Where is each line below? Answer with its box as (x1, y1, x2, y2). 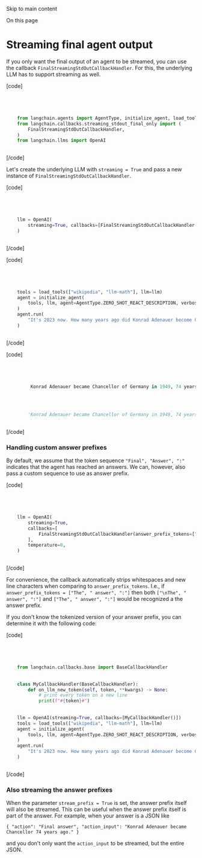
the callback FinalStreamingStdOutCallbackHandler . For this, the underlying (6, 64, 192, 71)
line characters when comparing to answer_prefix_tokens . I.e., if (6, 582, 165, 590)
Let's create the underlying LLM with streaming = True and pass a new (6, 166, 182, 173)
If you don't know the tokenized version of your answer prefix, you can (6, 614, 182, 621)
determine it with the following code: (6, 620, 97, 627)
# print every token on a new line (38, 692, 128, 699)
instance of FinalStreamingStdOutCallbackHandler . (6, 172, 132, 180)
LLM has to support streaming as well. (6, 71, 101, 78)
